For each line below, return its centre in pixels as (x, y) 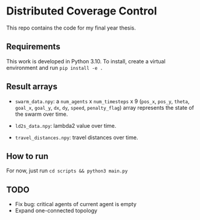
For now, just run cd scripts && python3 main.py (67, 171)
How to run (27, 156)
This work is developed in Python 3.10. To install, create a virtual (86, 61)
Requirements (33, 47)
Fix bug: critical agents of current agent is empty (76, 204)
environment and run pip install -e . (55, 68)
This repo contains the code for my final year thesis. (71, 28)
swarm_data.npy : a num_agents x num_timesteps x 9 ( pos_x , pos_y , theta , (102, 101)
